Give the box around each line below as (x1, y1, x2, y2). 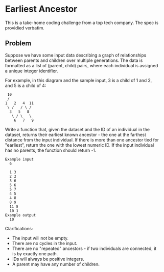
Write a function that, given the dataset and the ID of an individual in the (5, 126, 150, 132)
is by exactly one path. (12, 250, 58, 256)
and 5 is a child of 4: (5, 82, 47, 88)
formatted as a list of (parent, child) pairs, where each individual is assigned (5, 62, 158, 68)
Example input (5, 157, 34, 162)
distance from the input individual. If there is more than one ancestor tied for (5, 136, 159, 143)
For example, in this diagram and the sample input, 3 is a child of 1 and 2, (5, 77, 152, 83)
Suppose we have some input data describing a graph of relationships (5, 52, 146, 58)
